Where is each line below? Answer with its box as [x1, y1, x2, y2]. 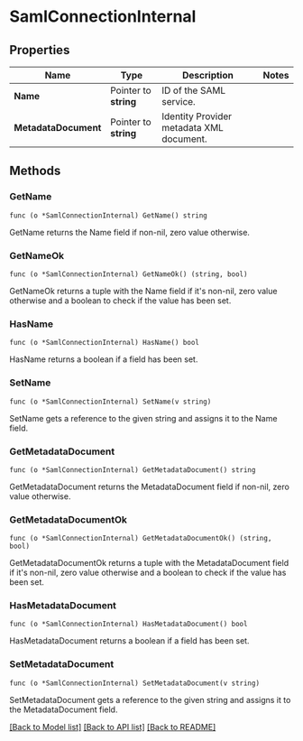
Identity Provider [161, 110, 233, 123]
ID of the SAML [161, 84, 226, 97]
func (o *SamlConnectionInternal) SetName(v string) [9, 397, 212, 406]
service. [161, 96, 196, 107]
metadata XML [161, 122, 224, 134]
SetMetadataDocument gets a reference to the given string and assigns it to [9, 694, 291, 705]
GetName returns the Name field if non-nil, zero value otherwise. [9, 227, 251, 237]
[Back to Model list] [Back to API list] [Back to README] [9, 721, 216, 732]
